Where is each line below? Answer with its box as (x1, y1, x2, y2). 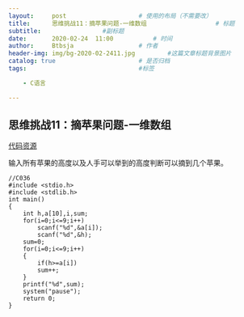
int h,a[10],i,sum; (23, 209, 89, 218)
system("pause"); (23, 288, 82, 296)
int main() (8, 196, 45, 204)
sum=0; (23, 238, 45, 247)
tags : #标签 (8, 65, 155, 73)
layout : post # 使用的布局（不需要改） (8, 11, 212, 20)
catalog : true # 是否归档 (8, 57, 170, 66)
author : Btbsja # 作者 (8, 42, 158, 50)
